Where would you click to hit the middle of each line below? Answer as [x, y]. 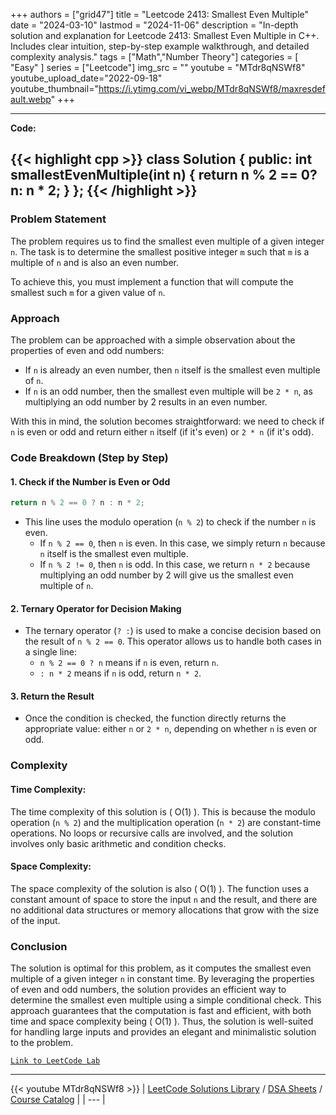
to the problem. [42, 1043]
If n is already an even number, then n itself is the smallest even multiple [172, 370]
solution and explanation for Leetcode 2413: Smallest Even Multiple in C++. [165, 35]
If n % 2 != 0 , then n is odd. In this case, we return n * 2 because [175, 564]
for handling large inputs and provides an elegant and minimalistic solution [163, 1032]
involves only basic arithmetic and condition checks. [118, 843]
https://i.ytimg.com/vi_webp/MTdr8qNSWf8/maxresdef [212, 88]
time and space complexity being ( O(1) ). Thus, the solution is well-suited [162, 1021]
